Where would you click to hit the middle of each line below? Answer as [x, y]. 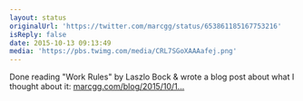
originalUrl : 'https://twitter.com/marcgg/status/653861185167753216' [146, 26]
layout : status [38, 18]
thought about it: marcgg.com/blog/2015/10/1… [97, 87]
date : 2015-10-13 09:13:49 [60, 43]
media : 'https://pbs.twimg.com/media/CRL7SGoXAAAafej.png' [123, 51]
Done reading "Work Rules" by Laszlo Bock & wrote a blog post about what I [152, 77]
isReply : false [38, 34]
